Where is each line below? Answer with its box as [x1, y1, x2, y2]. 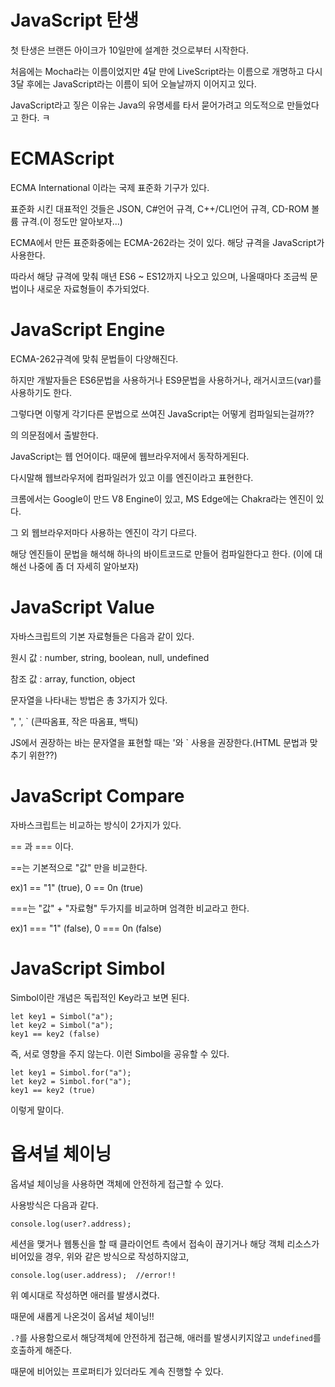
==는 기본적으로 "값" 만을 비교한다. [10, 861, 148, 873]
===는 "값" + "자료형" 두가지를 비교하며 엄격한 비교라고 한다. [10, 902, 250, 914]
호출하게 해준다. [10, 1344, 73, 1356]
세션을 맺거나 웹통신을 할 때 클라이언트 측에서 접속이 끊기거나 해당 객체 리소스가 [10, 1237, 320, 1250]
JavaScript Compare [10, 784, 185, 807]
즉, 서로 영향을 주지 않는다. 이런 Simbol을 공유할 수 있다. [10, 1047, 230, 1060]
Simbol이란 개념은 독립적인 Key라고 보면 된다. [10, 991, 190, 1003]
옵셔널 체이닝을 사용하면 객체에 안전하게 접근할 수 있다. [10, 1177, 224, 1190]
